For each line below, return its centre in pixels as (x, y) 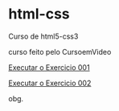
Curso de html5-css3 (43, 36)
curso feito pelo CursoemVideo (60, 51)
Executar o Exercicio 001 (49, 67)
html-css (39, 14)
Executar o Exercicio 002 (50, 83)
